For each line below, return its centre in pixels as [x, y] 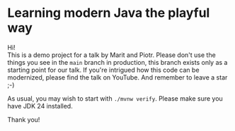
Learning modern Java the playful [109, 13]
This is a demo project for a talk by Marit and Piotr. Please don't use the [111, 55]
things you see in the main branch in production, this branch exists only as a [117, 62]
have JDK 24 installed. [40, 106]
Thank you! [24, 119]
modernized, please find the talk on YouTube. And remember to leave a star [117, 77]
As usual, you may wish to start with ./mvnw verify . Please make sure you [115, 98]
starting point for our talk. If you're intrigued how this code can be [103, 70]
